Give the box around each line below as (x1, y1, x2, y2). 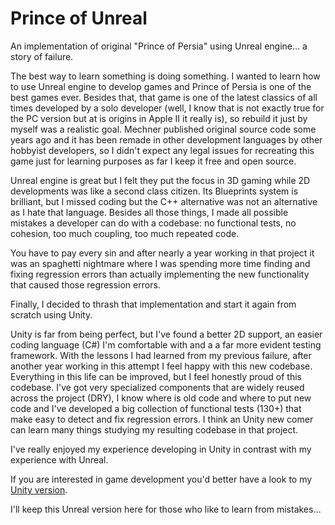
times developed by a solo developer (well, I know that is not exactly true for (10, 102, 325, 114)
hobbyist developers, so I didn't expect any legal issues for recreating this (10, 144, 315, 156)
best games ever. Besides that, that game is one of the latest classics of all (10, 91, 318, 103)
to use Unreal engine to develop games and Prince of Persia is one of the (10, 80, 312, 92)
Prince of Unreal (10, 7, 148, 30)
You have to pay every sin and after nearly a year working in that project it (10, 247, 315, 259)
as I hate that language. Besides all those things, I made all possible (10, 206, 289, 218)
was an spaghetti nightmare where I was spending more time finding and (10, 257, 311, 269)
